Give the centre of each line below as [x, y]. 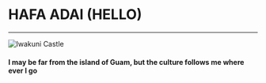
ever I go [23, 70]
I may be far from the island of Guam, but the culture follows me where [126, 62]
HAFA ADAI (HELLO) [75, 15]
